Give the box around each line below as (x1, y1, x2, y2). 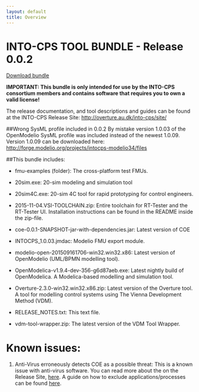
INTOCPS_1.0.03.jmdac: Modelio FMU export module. (14, 238, 145, 245)
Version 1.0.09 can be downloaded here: (6, 138, 105, 146)
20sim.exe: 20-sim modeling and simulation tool (14, 179, 132, 186)
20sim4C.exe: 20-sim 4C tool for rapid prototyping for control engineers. (14, 191, 194, 198)
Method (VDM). (14, 298, 53, 305)
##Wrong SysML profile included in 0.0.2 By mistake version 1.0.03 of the (6, 125, 186, 132)
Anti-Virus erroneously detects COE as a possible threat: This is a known (14, 361, 193, 368)
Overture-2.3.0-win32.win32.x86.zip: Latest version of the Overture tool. (14, 284, 193, 292)
